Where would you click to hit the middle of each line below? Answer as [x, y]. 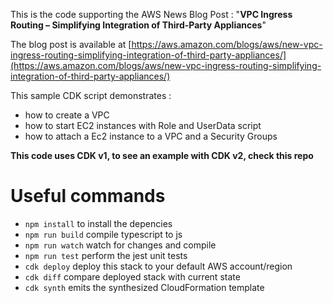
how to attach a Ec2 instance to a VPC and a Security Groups [151, 136]
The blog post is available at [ [71, 44]
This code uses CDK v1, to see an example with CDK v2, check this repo [162, 155]
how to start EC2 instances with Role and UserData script [143, 125]
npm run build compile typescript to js [103, 234]
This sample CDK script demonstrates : [91, 95]
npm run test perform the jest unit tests [106, 255]
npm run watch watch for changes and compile [120, 245]
